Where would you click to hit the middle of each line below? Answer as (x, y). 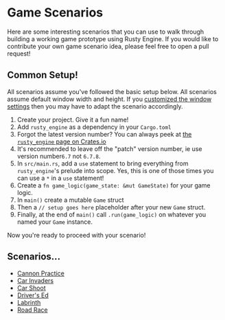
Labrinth (29, 302)
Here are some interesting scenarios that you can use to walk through (106, 32)
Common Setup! (43, 75)
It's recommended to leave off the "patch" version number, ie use (109, 148)
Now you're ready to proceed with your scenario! (76, 235)
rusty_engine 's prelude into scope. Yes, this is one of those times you (115, 170)
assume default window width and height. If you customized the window (109, 99)
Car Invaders (35, 280)
